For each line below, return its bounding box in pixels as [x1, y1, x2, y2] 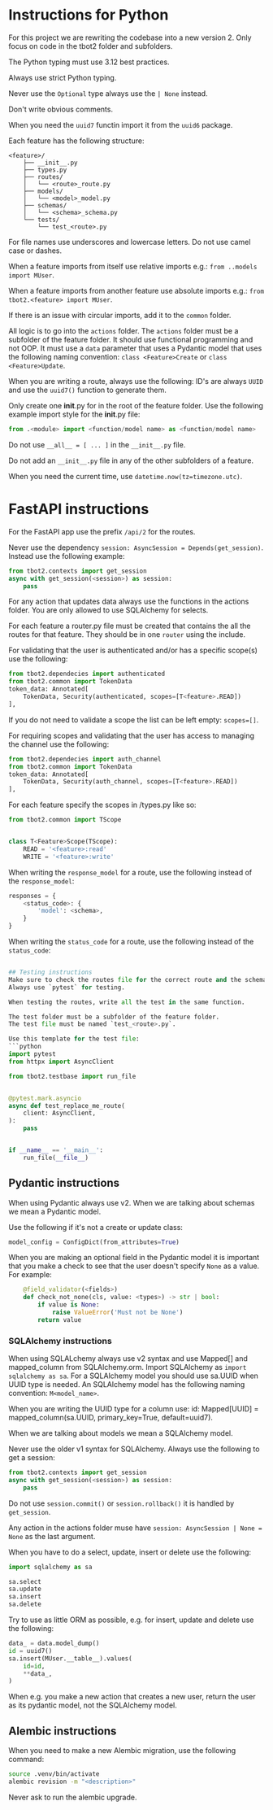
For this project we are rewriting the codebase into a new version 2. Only [8, 33, 252, 42]
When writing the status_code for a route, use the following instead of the [8, 937, 254, 946]
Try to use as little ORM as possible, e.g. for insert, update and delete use [8, 1615, 254, 1625]
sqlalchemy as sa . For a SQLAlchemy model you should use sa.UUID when [8, 1371, 258, 1380]
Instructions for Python [8, 6, 169, 24]
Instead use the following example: [8, 551, 125, 560]
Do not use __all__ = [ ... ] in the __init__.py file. [8, 439, 186, 449]
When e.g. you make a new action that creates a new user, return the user [8, 1692, 256, 1702]
